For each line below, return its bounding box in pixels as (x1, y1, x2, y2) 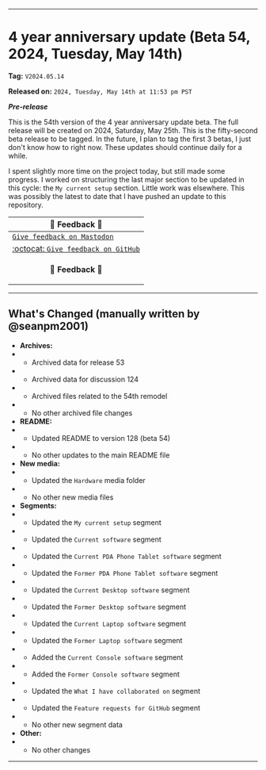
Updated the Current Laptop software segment (31, 619, 187, 628)
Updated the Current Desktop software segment (31, 584, 190, 595)
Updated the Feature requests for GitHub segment (31, 703, 200, 712)
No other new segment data (31, 719, 123, 730)
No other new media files (31, 492, 114, 502)
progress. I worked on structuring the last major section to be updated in (8, 174, 245, 184)
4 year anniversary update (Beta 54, (8, 29, 251, 46)
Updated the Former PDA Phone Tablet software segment (31, 568, 218, 577)
